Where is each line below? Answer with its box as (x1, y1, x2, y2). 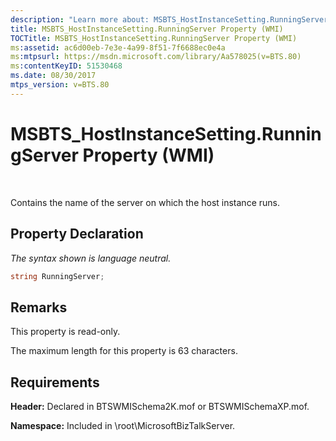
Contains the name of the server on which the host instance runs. (10, 196, 280, 208)
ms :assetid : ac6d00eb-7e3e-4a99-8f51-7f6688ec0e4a (10, 42, 226, 53)
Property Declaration (10, 226, 144, 243)
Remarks (10, 299, 68, 316)
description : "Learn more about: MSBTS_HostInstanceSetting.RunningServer (10, 14, 329, 25)
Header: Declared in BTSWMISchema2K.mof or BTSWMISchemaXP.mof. (10, 401, 310, 412)
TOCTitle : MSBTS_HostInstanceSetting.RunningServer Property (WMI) (10, 33, 298, 43)
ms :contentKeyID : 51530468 (10, 61, 123, 71)
